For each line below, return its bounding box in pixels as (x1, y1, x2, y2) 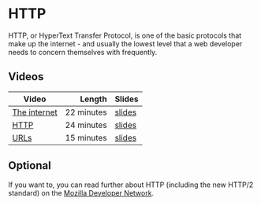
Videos (8, 70, 44, 83)
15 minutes (65, 132, 108, 143)
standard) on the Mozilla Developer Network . (8, 188, 155, 197)
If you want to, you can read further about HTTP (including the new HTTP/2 (8, 180, 254, 189)
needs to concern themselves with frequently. (8, 47, 158, 57)
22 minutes (65, 107, 108, 118)
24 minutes (65, 119, 108, 130)
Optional (8, 159, 51, 173)
